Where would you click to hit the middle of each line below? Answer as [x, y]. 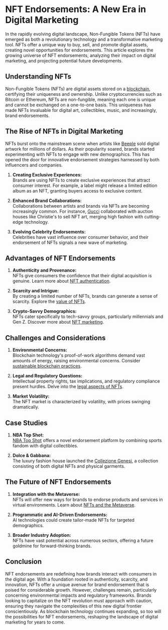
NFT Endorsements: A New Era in [76, 9]
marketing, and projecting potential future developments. [64, 60]
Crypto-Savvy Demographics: [44, 311]
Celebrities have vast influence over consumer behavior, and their [80, 237]
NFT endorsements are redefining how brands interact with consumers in [81, 574]
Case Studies [26, 423]
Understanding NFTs [38, 77]
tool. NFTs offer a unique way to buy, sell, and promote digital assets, [76, 44]
